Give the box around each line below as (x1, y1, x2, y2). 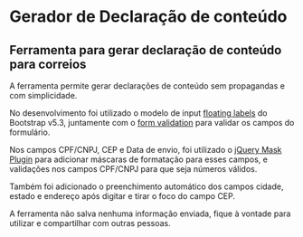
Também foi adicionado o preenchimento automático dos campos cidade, (9, 181, 284, 192)
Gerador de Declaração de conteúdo (9, 6, 288, 27)
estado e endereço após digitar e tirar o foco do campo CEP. (9, 191, 236, 201)
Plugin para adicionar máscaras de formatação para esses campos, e (9, 154, 269, 165)
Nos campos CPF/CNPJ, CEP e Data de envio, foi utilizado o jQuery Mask (9, 145, 282, 155)
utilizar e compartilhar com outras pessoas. (9, 218, 171, 228)
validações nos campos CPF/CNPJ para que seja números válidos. (9, 164, 258, 174)
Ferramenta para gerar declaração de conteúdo (9, 43, 282, 58)
